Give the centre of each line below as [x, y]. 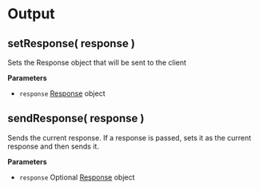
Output [31, 14]
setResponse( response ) [71, 44]
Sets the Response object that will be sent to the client [97, 62]
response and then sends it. [53, 146]
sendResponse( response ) [76, 119]
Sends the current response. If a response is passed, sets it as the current [129, 137]
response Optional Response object [77, 177]
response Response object [62, 93]
